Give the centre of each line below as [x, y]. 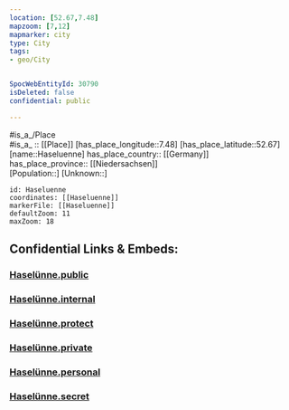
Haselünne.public [49, 274]
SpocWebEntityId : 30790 [54, 84]
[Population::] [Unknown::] [59, 173]
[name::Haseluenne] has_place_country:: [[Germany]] [109, 154]
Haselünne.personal [55, 372]
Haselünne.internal [52, 299]
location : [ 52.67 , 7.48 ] [54, 18]
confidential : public [50, 100]
